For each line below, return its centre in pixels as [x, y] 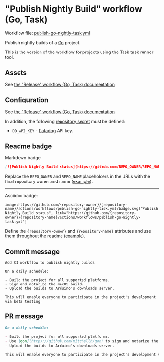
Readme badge [29, 146]
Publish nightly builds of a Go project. [43, 42]
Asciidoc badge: [21, 196]
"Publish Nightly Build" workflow [74, 9]
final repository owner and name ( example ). [49, 181]
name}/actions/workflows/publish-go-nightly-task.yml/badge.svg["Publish [82, 209]
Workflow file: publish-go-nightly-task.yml [48, 33]
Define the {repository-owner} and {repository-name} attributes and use [78, 231]
